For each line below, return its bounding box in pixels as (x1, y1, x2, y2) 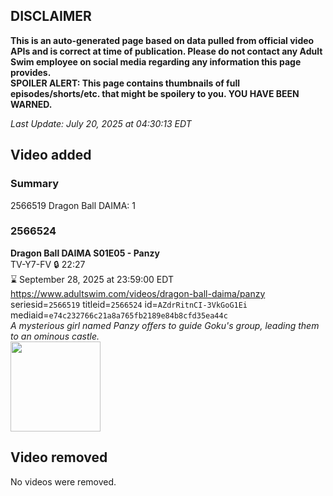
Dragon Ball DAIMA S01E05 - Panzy (10, 247, 160, 259)
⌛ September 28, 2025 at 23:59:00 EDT (10, 273, 174, 285)
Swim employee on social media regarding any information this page (10, 55, 302, 68)
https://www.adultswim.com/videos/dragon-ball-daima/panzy (10, 287, 266, 299)
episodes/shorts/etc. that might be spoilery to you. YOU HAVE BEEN (10, 87, 300, 99)
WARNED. (10, 98, 53, 110)
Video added (10, 147, 92, 164)
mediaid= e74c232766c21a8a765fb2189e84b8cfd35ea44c (10, 309, 228, 321)
